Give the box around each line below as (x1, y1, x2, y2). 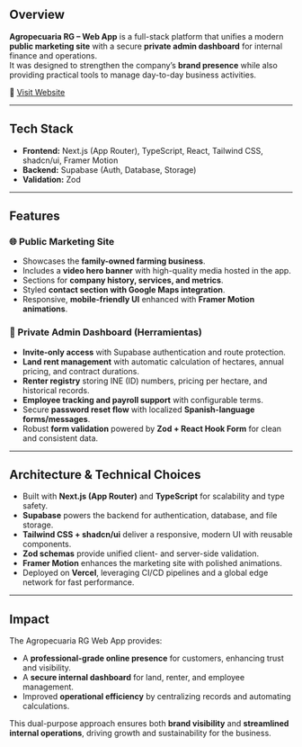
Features (9, 209, 60, 224)
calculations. (22, 701, 70, 712)
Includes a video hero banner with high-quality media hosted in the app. (22, 265, 292, 276)
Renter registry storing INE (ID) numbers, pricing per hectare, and (22, 375, 268, 386)
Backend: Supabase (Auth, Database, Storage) (22, 164, 197, 175)
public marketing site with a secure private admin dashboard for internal (9, 40, 283, 51)
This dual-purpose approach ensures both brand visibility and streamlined (9, 718, 289, 729)
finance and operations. (9, 49, 98, 61)
